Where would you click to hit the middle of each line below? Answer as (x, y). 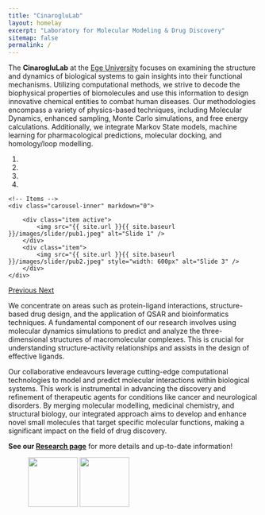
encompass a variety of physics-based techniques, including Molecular (125, 110)
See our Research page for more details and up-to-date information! (120, 447)
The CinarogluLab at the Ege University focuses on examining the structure (132, 68)
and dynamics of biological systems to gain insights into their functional (125, 76)
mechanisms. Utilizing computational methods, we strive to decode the (124, 85)
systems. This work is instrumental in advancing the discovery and (117, 389)
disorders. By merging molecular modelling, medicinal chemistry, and (121, 405)
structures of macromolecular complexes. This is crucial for (147, 339)
